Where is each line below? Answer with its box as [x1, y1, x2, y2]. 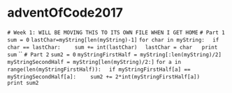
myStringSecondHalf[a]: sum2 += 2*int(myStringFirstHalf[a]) [7, 73, 201, 81]
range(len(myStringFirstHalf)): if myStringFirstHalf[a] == [7, 66, 191, 73]
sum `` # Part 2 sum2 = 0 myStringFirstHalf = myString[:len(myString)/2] [7, 50, 222, 58]
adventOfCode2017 [7, 5, 124, 21]
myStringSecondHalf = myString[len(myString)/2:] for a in [7, 58, 182, 65]
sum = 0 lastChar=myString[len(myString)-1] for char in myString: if [7, 36, 219, 43]
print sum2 [7, 79, 39, 86]
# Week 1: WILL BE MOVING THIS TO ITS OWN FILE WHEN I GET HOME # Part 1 [7, 29, 225, 36]
